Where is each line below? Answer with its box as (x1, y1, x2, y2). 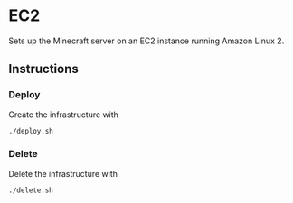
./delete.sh (8, 186, 53, 195)
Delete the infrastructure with (8, 168, 118, 179)
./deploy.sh (8, 126, 53, 135)
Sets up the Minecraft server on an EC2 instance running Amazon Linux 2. (8, 35, 285, 46)
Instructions (8, 61, 79, 77)
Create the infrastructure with (8, 109, 119, 120)
